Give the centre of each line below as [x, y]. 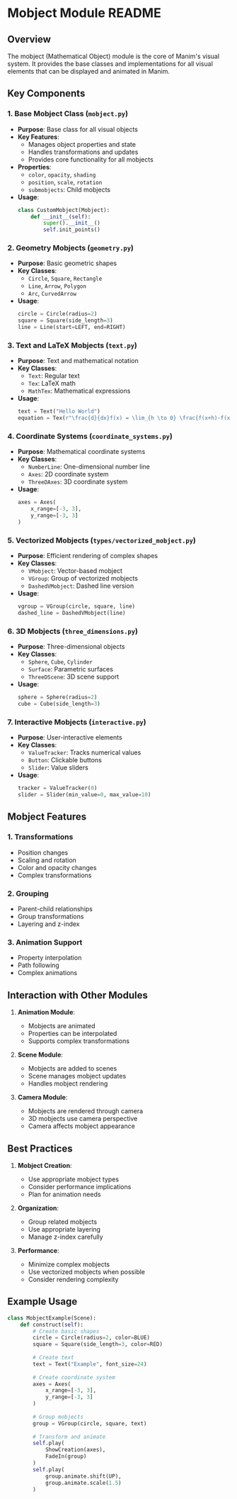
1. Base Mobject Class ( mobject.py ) [68, 113]
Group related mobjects [63, 1222]
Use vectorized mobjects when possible [87, 1272]
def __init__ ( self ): [61, 217]
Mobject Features [47, 817]
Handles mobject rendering [68, 1083]
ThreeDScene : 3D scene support [74, 677]
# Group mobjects [58, 1417]
